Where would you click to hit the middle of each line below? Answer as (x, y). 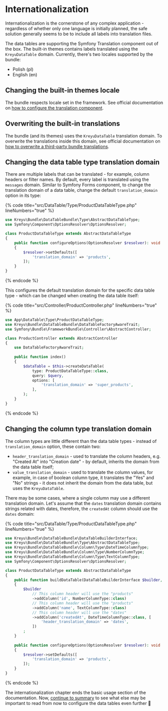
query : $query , (48, 376)
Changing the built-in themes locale (62, 91)
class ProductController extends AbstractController (61, 338)
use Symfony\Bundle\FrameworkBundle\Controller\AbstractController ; (78, 329)
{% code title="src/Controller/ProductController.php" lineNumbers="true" (81, 305)
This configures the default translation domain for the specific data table (80, 290)
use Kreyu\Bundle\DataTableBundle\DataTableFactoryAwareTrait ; (73, 324)
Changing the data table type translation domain (82, 162)
